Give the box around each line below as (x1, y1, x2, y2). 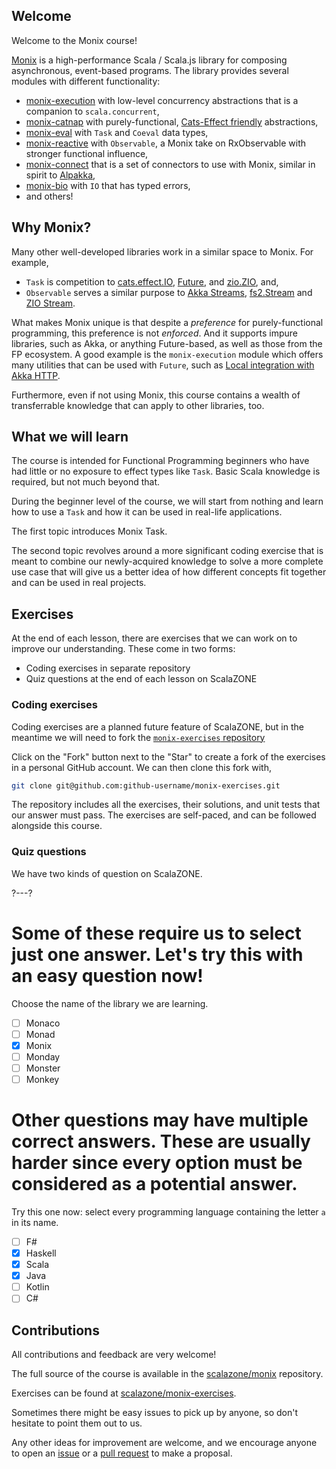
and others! (25, 190, 74, 202)
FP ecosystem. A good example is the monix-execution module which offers (11, 348, 324, 360)
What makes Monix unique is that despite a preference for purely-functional (11, 316, 324, 328)
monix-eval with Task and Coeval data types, (25, 126, 209, 138)
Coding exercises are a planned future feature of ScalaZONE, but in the (11, 720, 304, 733)
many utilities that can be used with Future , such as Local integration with (11, 359, 315, 371)
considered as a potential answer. (11, 1173, 298, 1196)
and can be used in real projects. (11, 577, 147, 589)
